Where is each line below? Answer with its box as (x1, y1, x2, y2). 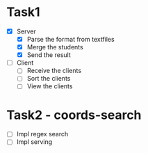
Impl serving (16, 138, 53, 146)
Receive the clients (26, 67, 81, 75)
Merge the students (26, 43, 84, 51)
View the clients (26, 82, 73, 90)
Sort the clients (26, 74, 71, 83)
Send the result (26, 51, 71, 59)
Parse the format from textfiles (26, 35, 115, 43)
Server (16, 27, 36, 35)
